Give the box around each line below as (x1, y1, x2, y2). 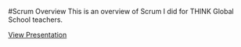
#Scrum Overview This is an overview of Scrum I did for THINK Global (8, 7, 234, 16)
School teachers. (8, 15, 63, 24)
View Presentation (8, 31, 67, 39)
